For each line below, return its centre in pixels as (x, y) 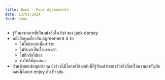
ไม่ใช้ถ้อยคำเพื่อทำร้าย (37, 44)
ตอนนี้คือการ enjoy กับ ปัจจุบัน (38, 72)
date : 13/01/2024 (23, 14)
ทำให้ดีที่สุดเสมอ (33, 61)
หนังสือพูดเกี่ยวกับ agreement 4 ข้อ (43, 39)
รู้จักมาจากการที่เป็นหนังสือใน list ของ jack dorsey (55, 33)
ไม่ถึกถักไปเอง (31, 55)
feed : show (16, 19)
